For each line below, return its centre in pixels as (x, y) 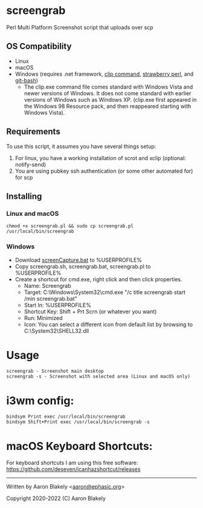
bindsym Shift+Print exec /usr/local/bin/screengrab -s (78, 422)
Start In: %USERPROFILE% (58, 305)
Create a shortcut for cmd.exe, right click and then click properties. (98, 279)
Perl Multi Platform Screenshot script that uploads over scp (80, 27)
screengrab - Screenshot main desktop (55, 371)
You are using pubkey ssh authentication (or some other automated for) (104, 171)
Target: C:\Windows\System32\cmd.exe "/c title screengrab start (105, 292)
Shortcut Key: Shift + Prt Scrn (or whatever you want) (90, 311)
